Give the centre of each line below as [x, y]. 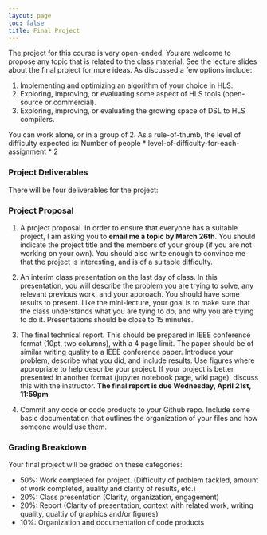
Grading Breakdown [48, 447]
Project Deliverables [48, 172]
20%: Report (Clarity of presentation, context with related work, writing [136, 505]
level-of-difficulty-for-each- [194, 144]
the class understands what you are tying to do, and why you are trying [137, 311]
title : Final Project [44, 30]
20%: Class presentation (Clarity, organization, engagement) [119, 497]
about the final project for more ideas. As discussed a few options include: [130, 70]
